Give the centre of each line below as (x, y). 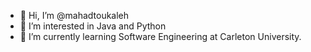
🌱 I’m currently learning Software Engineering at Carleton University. (160, 36)
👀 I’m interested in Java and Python (93, 26)
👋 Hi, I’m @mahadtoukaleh (74, 15)
